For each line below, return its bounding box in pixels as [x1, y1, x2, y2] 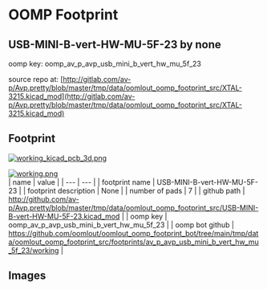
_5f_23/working [8, 245, 59, 255]
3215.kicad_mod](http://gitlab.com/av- [8, 92, 136, 101]
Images [8, 269, 47, 283]
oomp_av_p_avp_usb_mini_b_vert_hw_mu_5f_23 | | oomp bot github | [8, 219, 235, 230]
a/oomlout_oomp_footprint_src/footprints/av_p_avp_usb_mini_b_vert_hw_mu [8, 237, 259, 247]
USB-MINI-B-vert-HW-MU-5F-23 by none [8, 38, 222, 51]
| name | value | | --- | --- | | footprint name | [8, 177, 156, 186]
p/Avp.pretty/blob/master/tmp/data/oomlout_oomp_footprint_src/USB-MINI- [8, 202, 259, 212]
